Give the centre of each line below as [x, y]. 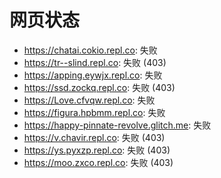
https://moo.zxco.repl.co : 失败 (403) [98, 162]
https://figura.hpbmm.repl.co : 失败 [94, 112]
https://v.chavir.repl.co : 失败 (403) [94, 137]
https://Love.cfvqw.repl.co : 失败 [89, 100]
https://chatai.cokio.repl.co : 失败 [90, 50]
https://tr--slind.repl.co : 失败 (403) [95, 62]
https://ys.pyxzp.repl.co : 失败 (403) [97, 150]
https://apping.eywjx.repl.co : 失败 [93, 75]
